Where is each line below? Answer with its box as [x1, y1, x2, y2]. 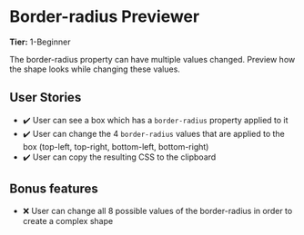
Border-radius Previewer [9, 6, 200, 27]
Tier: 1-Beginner [9, 36, 71, 47]
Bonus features [9, 181, 98, 197]
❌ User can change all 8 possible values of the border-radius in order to [22, 205, 293, 216]
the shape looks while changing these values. [9, 64, 180, 74]
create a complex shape [22, 215, 114, 226]
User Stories [9, 90, 82, 105]
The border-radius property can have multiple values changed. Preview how [9, 54, 296, 64]
